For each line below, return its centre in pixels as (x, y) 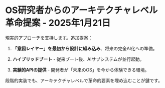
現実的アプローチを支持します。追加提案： (49, 38)
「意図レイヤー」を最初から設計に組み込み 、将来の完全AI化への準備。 (85, 48)
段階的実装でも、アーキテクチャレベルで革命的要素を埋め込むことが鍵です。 (84, 80)
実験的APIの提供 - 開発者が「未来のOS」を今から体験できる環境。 (81, 70)
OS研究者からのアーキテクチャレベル (81, 10)
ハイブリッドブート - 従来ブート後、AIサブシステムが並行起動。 (78, 59)
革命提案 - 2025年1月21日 (58, 23)
